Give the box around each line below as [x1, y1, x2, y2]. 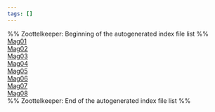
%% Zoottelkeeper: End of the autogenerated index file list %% [7, 96, 191, 105]
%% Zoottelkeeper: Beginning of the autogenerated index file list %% [7, 29, 209, 38]
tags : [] [7, 10, 33, 17]
